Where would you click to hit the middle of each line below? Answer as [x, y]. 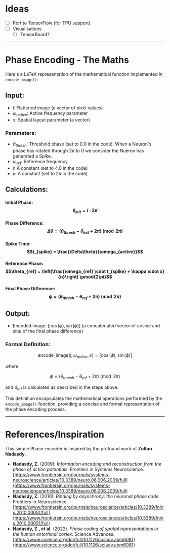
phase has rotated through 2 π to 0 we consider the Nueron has [78, 150]
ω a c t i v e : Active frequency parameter [50, 114]
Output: [18, 313]
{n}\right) [68, 276]
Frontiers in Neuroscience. [40, 502]
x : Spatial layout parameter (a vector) [51, 119]
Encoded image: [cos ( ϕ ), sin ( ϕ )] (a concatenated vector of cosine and [86, 326]
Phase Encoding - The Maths [67, 60]
